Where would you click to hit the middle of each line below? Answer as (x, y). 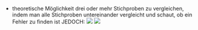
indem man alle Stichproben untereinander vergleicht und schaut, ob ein (102, 15)
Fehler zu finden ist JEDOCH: (48, 22)
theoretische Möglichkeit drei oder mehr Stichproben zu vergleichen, (98, 9)
